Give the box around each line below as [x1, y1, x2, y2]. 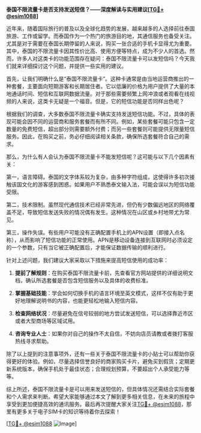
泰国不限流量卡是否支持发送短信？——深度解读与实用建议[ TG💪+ [6, 6, 165, 13]
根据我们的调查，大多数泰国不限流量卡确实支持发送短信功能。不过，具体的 [6, 110, 190, 118]
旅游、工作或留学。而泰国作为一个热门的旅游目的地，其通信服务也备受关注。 [6, 32, 195, 40]
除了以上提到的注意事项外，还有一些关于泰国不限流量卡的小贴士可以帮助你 [6, 350, 190, 357]
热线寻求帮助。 [14, 338, 52, 344]
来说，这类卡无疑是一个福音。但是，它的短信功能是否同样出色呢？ [22, 98, 184, 104]
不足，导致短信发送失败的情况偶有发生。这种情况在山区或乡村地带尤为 [11, 209, 184, 215]
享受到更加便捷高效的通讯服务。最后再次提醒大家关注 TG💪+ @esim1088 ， [6, 401, 187, 407]
